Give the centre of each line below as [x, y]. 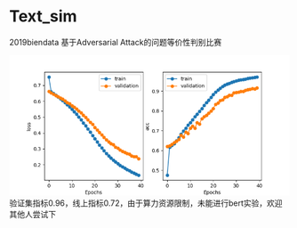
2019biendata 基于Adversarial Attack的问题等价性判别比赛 [116, 42]
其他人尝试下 [32, 214]
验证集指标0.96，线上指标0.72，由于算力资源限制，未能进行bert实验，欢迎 [146, 203]
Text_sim [43, 16]
